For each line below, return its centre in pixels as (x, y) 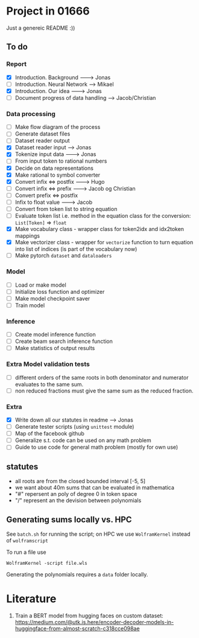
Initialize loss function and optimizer (60, 291)
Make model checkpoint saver (52, 298)
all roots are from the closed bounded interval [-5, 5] (80, 481)
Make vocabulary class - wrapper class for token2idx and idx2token (99, 229)
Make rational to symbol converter (58, 175)
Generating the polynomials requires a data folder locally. (77, 574)
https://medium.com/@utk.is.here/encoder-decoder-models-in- (94, 622)
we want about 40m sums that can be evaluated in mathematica (95, 487)
